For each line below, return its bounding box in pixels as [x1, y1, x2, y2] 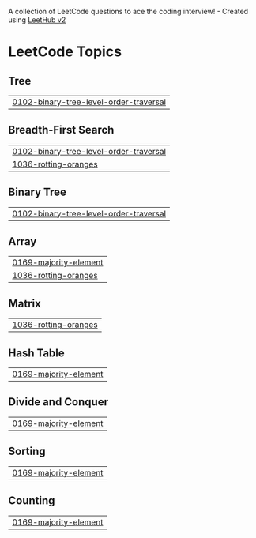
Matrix [8, 296, 41, 310]
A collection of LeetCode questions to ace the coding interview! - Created [8, 7, 249, 16]
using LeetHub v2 [8, 15, 66, 24]
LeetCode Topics [8, 43, 122, 61]
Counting [8, 494, 55, 508]
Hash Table [8, 346, 65, 359]
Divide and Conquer [8, 395, 109, 409]
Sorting [8, 445, 46, 458]
